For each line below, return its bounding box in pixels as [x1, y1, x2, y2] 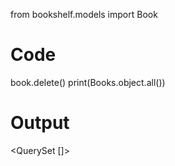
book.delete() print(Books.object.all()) [10, 76, 166, 88]
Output [10, 112, 70, 134]
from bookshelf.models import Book [10, 9, 158, 20]
